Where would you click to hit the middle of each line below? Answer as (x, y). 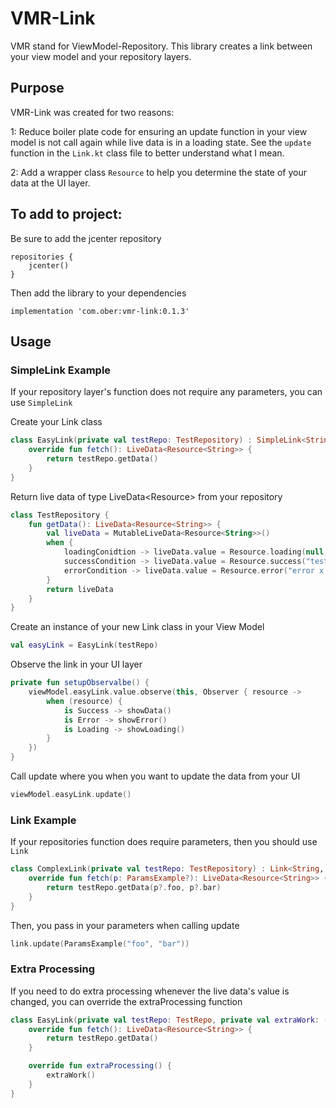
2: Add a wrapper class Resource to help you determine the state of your (158, 172)
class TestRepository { (60, 515)
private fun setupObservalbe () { (80, 683)
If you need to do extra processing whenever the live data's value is (150, 991)
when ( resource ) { (84, 701)
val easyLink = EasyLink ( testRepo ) (84, 645)
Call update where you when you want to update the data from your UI (155, 776)
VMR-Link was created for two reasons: (92, 112)
